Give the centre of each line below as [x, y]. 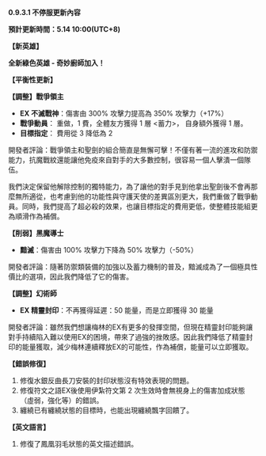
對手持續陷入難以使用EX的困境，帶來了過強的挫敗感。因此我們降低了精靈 [127, 337]
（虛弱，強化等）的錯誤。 [61, 400]
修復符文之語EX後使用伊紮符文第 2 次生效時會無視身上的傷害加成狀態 [132, 390]
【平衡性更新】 [32, 80]
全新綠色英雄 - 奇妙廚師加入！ [57, 63]
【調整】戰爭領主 [36, 97]
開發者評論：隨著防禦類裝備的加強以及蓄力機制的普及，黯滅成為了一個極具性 [133, 267]
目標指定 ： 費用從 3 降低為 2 [66, 133]
